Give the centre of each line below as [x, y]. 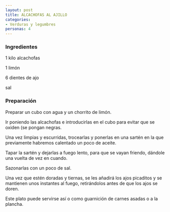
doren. [12, 189]
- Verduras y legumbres [31, 24]
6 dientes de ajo [22, 78]
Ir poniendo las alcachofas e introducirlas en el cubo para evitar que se [80, 122]
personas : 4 [18, 29]
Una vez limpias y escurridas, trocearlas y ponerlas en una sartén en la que [84, 137]
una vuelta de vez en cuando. [37, 158]
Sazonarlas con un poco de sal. [38, 168]
